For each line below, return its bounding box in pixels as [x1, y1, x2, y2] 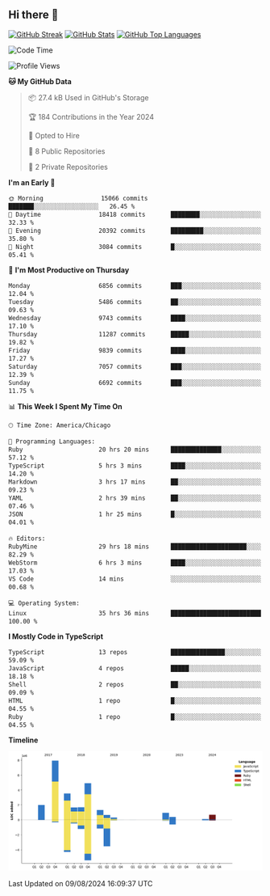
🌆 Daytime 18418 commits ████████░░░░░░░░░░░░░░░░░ [8, 210, 262, 218]
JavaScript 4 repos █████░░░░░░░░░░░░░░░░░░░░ [8, 664, 262, 672]
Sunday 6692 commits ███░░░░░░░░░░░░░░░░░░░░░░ [8, 378, 262, 387]
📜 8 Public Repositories [27, 146, 106, 156]
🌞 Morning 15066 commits [8, 194, 148, 202]
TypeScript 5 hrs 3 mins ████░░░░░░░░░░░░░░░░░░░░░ [8, 462, 262, 470]
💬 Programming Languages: [8, 437, 95, 446]
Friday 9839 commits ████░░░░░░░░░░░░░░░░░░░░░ [8, 346, 262, 354]
